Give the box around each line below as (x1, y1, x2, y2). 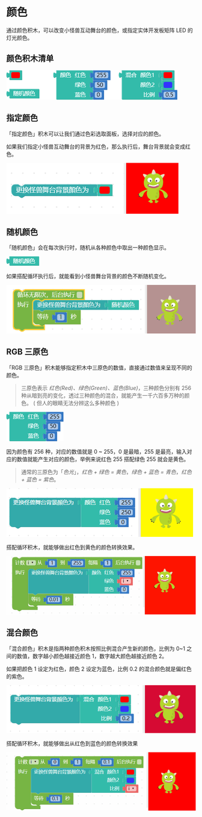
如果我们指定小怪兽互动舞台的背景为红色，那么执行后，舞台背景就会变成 (6, 143, 185, 150)
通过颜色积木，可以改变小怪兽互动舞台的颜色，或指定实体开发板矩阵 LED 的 (6, 27, 194, 34)
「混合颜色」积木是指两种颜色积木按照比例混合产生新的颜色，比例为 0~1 (6, 645, 185, 652)
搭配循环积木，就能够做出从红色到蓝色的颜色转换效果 (6, 739, 138, 747)
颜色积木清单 (6, 54, 54, 64)
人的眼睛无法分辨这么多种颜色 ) (41, 399, 119, 407)
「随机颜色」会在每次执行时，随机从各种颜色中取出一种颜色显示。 (6, 244, 170, 251)
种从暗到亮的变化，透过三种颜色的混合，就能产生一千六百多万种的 (20, 392, 185, 399)
